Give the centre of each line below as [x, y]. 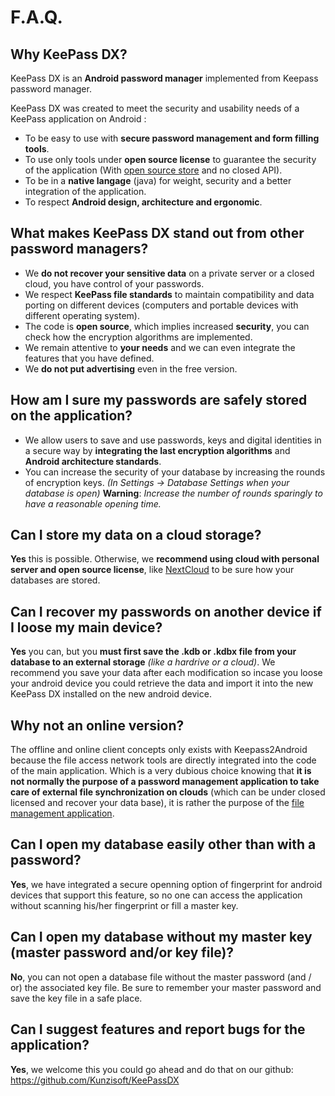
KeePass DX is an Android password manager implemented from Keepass [164, 78]
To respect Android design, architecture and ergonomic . [143, 202]
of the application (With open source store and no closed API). [153, 170]
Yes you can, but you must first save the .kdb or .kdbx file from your [153, 652]
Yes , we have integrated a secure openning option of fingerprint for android [166, 884]
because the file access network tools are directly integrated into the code [163, 760]
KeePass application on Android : [78, 119]
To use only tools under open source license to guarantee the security [170, 159]
